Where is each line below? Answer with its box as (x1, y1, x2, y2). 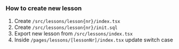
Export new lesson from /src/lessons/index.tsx (14, 30, 133, 37)
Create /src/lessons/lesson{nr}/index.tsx (14, 18, 121, 25)
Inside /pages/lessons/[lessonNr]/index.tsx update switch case (14, 37, 174, 44)
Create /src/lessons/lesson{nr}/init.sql (14, 24, 118, 31)
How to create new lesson (5, 4, 82, 12)
